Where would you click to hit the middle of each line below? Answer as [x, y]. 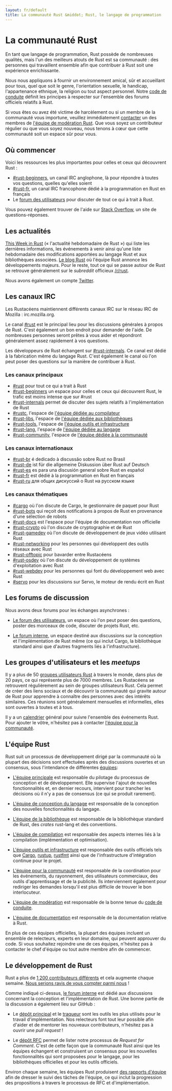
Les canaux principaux [34, 374]
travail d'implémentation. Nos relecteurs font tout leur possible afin [83, 1019]
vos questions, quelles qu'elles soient [52, 183]
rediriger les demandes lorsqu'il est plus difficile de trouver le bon [82, 887]
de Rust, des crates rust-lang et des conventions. [65, 825]
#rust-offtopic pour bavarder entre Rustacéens [62, 554]
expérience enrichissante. [33, 71]
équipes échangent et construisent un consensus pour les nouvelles [85, 1051]
